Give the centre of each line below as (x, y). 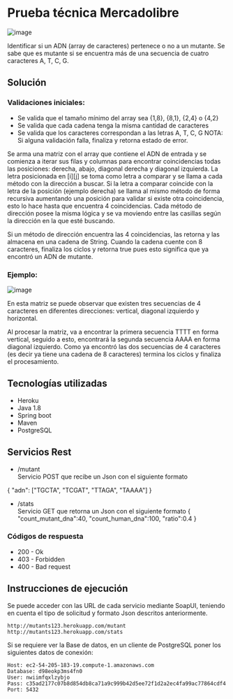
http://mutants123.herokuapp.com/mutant (67, 626)
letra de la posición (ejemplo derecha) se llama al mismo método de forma (114, 191)
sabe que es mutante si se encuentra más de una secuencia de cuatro (108, 53)
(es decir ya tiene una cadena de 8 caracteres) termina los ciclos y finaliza (114, 354)
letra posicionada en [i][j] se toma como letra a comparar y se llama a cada (115, 176)
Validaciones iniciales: (46, 103)
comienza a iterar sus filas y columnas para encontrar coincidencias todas (114, 161)
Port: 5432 (23, 690)
